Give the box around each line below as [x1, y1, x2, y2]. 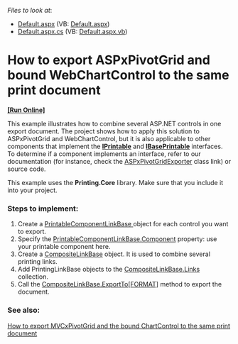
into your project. [7, 186, 58, 194]
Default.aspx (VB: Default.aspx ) [17, 20, 110, 28]
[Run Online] [7, 106, 45, 114]
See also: [7, 305, 40, 315]
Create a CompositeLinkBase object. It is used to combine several [17, 250, 211, 258]
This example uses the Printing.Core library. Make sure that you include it [7, 178, 224, 187]
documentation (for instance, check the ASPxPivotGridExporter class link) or [7, 157, 232, 165]
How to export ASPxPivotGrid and [7, 52, 211, 68]
